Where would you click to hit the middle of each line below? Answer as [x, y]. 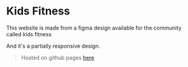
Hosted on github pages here [58, 57]
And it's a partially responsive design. [53, 46]
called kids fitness [29, 34]
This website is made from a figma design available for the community [94, 28]
